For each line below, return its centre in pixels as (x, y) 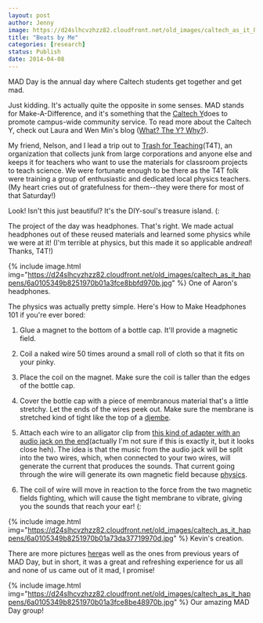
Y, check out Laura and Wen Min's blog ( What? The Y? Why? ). (108, 130)
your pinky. (38, 361)
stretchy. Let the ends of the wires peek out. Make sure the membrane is (137, 409)
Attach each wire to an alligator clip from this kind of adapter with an (130, 432)
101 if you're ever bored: (47, 314)
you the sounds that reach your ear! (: (80, 506)
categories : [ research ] (47, 45)
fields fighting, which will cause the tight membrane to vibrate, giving (131, 498)
